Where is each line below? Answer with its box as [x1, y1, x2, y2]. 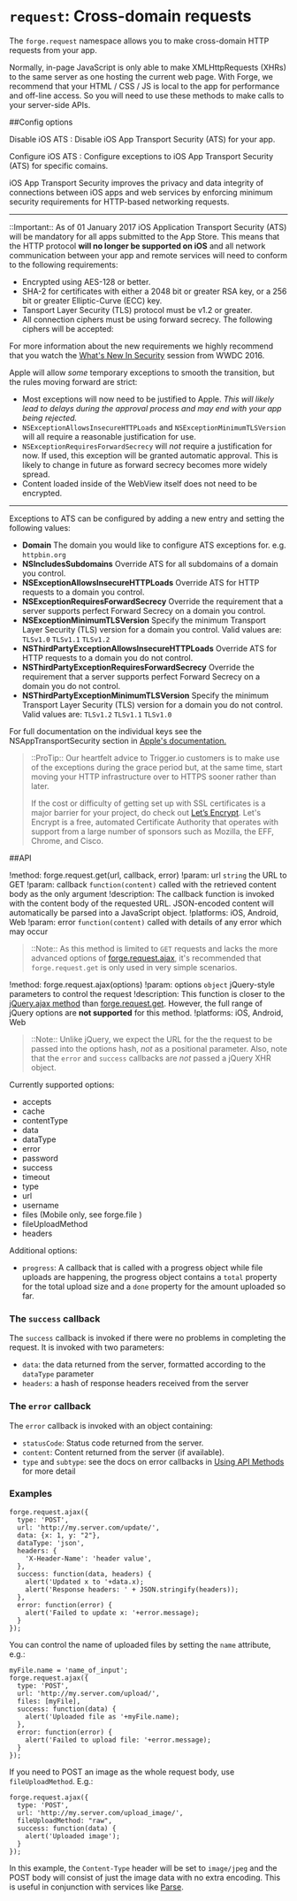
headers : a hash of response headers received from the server [21, 1378, 249, 1389]
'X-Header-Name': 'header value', [25, 1554, 152, 1563]
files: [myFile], [17, 1697, 81, 1706]
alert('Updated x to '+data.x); [25, 1577, 144, 1586]
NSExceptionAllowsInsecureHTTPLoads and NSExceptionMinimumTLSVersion [21, 422, 286, 433]
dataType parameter [21, 1368, 95, 1379]
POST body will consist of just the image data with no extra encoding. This [9, 1872, 281, 1882]
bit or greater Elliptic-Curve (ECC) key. [21, 295, 163, 306]
